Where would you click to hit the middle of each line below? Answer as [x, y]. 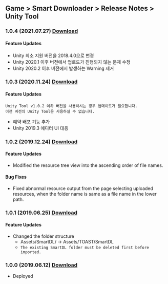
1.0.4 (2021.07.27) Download [42, 31]
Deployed [23, 276]
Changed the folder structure [43, 236]
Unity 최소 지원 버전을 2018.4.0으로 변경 [53, 55]
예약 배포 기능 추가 [31, 121]
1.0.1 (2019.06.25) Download [41, 213]
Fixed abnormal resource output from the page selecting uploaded [83, 188]
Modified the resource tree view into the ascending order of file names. [88, 165]
